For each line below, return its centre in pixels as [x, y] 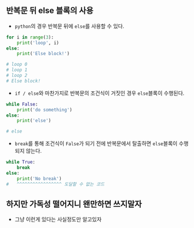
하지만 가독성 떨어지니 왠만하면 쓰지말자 [74, 204]
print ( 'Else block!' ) [43, 54]
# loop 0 [17, 65]
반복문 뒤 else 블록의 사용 [50, 11]
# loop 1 [17, 70]
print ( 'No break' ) [39, 179]
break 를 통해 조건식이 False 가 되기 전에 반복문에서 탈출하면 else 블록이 [96, 143]
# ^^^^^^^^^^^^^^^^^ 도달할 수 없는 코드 [55, 184]
